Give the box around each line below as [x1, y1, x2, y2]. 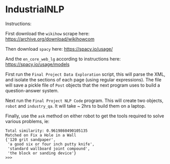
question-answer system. [5, 87, 59, 93]
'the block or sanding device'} [7, 150, 77, 156]
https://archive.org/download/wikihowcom [5, 36, 94, 42]
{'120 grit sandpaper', [5, 137, 56, 142]
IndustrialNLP [5, 4, 65, 15]
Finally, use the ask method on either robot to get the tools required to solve [5, 113, 164, 119]
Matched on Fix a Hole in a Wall [5, 132, 77, 138]
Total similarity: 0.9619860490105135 [5, 128, 88, 133]
